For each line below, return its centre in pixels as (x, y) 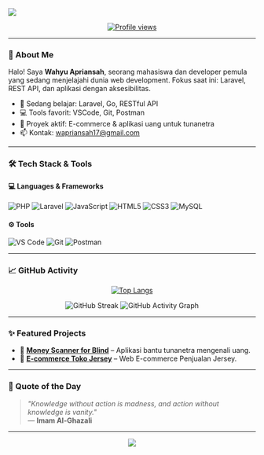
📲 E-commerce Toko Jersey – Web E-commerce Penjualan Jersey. (128, 359)
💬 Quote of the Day (45, 387)
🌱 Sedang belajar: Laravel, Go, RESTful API (89, 104)
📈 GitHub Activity (43, 270)
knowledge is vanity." (62, 412)
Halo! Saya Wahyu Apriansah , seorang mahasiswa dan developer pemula (128, 72)
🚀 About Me (31, 54)
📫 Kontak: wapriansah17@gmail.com (79, 133)
